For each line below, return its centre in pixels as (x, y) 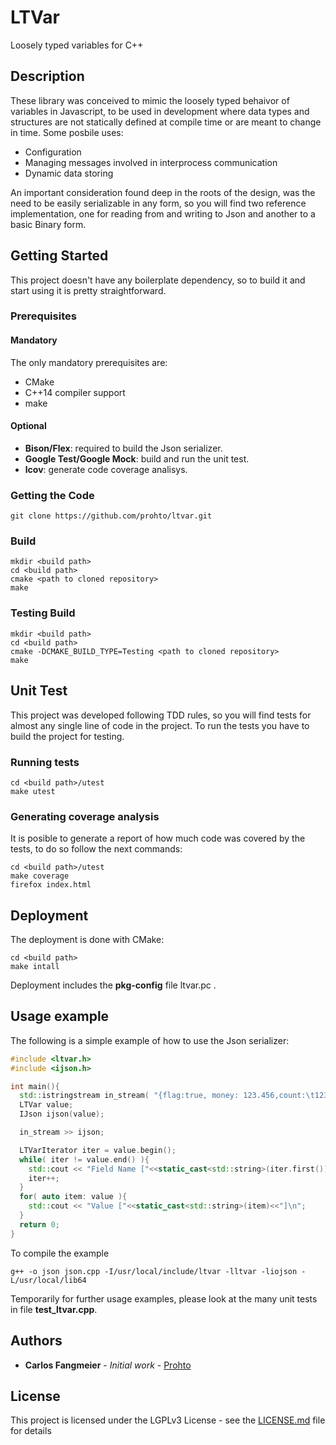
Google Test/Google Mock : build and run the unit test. (137, 458)
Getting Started (59, 256)
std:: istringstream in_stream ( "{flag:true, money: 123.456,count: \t (167, 1096)
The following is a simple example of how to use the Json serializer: (150, 1040)
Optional (28, 426)
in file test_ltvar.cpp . (54, 1309)
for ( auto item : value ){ (73, 1197)
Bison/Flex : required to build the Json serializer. (123, 448)
